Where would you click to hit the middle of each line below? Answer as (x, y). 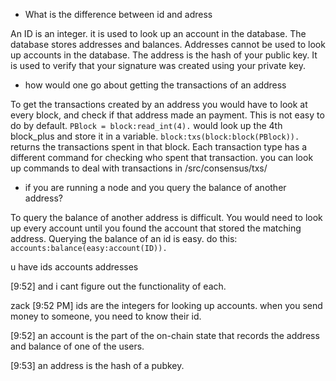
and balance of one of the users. (77, 346)
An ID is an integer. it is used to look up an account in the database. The (158, 33)
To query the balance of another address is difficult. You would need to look (166, 217)
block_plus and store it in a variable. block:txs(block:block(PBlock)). (155, 136)
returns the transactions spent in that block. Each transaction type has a (159, 147)
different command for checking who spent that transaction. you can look (162, 157)
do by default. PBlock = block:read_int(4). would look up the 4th (146, 125)
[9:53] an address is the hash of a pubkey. (97, 365)
